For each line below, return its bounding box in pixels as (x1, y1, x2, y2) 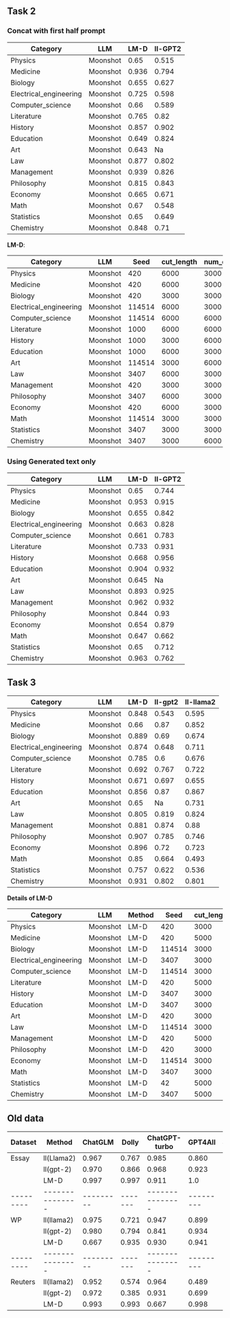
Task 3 (7, 677, 36, 689)
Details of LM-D (7, 893, 53, 902)
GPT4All (188, 1137, 216, 1147)
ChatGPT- (146, 1133, 181, 1143)
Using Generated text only (7, 456, 97, 466)
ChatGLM (81, 1137, 114, 1147)
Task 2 (7, 5, 36, 17)
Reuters (10, 1277, 36, 1286)
